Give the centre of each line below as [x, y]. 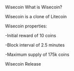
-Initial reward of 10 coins [31, 35]
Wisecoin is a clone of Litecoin [36, 16]
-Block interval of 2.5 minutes [35, 45]
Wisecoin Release [23, 64]
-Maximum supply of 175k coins [37, 54]
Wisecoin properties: [26, 26]
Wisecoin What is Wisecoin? [34, 7]
